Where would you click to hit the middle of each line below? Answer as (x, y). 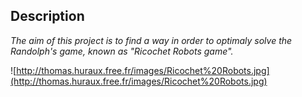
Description (47, 16)
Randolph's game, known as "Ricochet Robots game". (122, 51)
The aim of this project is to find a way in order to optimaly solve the (151, 40)
